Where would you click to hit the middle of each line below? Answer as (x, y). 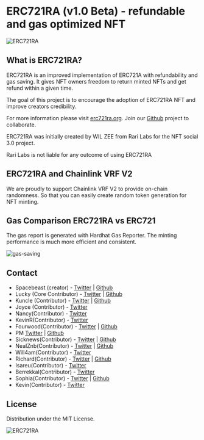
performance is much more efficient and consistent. (72, 242)
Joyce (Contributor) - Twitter (51, 307)
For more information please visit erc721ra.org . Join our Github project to (98, 118)
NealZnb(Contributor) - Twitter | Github (64, 346)
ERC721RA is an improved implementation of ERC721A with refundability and (102, 75)
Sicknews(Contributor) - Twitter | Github (66, 339)
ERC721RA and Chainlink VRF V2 (69, 174)
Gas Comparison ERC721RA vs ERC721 (81, 221)
